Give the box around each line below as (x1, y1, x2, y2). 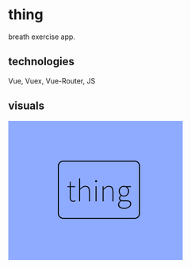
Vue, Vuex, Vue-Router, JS (8, 76, 96, 85)
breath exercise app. (8, 32, 75, 41)
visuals (8, 99, 45, 113)
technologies (8, 55, 75, 68)
